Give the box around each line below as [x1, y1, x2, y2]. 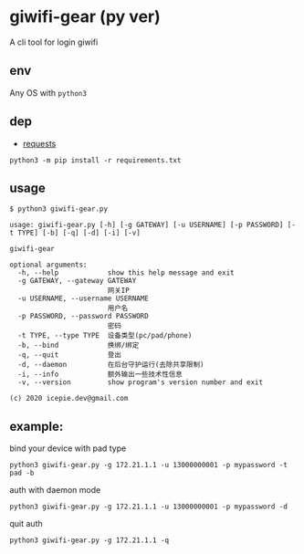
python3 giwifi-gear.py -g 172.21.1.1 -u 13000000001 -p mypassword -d [9, 502, 288, 512]
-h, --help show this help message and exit [17, 268, 235, 277]
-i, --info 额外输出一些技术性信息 [17, 370, 183, 380]
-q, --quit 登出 [17, 350, 121, 360]
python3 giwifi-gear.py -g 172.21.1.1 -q [9, 536, 170, 545]
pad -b [9, 468, 35, 478]
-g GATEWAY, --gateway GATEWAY [17, 277, 137, 286]
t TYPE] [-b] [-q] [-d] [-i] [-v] [9, 228, 142, 238]
